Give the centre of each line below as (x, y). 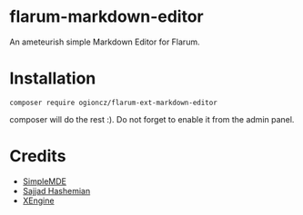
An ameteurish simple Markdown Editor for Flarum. (105, 42)
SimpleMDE (44, 181)
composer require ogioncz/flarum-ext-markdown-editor (114, 103)
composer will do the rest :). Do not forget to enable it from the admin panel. (152, 119)
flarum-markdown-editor (106, 17)
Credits (38, 156)
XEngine (38, 200)
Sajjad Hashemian (56, 191)
